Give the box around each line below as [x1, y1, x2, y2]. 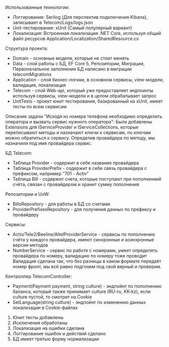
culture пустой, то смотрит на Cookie [12, 294, 92, 300]
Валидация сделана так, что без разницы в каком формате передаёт [12, 258, 161, 264]
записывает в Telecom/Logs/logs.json [12, 20, 93, 25]
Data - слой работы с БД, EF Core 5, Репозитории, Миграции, [12, 61, 145, 66]
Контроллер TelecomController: [5, 273, 72, 279]
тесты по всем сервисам [12, 104, 67, 109]
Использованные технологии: [5, 5, 70, 10]
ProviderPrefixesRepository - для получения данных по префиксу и [12, 206, 156, 212]
